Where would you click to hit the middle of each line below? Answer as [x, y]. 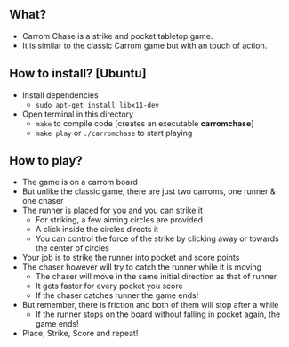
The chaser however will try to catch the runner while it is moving [142, 267]
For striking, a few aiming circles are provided [119, 220]
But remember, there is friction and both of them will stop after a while [150, 305]
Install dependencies [60, 95]
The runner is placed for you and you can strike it [112, 210]
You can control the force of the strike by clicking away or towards [157, 238]
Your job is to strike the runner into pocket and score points [131, 258]
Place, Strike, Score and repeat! [80, 334]
